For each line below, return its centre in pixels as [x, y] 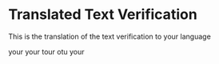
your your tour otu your [47, 51]
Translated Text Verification [103, 15]
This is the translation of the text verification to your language [110, 36]
